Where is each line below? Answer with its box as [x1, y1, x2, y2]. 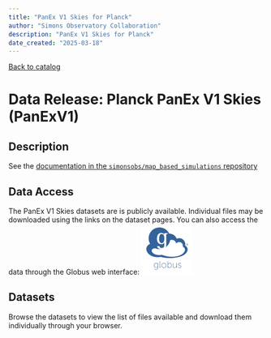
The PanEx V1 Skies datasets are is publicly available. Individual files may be [8, 207, 264, 216]
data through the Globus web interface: [8, 267, 140, 277]
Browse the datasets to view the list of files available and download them [8, 312, 252, 322]
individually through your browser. [8, 320, 123, 330]
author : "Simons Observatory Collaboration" [8, 21, 161, 30]
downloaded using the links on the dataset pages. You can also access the [8, 215, 258, 225]
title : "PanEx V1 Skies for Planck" [8, 13, 132, 21]
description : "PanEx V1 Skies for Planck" [8, 30, 154, 38]
